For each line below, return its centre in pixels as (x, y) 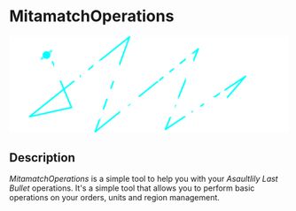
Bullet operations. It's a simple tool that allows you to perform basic (132, 188)
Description (42, 158)
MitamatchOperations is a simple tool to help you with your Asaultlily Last (144, 178)
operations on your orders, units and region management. (114, 197)
